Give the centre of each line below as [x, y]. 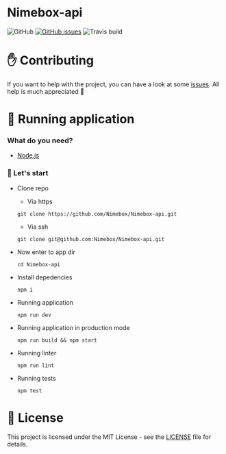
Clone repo [33, 188]
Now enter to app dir [46, 252]
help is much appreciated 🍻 [46, 91]
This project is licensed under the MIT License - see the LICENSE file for [109, 437]
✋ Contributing [51, 61]
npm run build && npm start [57, 340]
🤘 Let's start [28, 173]
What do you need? [40, 140]
